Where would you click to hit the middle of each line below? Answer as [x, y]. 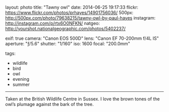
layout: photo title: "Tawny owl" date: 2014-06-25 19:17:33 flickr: [72, 7]
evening [21, 79]
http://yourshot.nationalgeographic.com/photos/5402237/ [65, 29]
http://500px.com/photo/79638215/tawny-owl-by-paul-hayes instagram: [80, 18]
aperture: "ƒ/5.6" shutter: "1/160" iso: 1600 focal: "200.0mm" [68, 44]
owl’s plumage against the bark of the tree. [50, 104]
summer [21, 84]
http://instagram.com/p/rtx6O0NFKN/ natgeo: [53, 23]
